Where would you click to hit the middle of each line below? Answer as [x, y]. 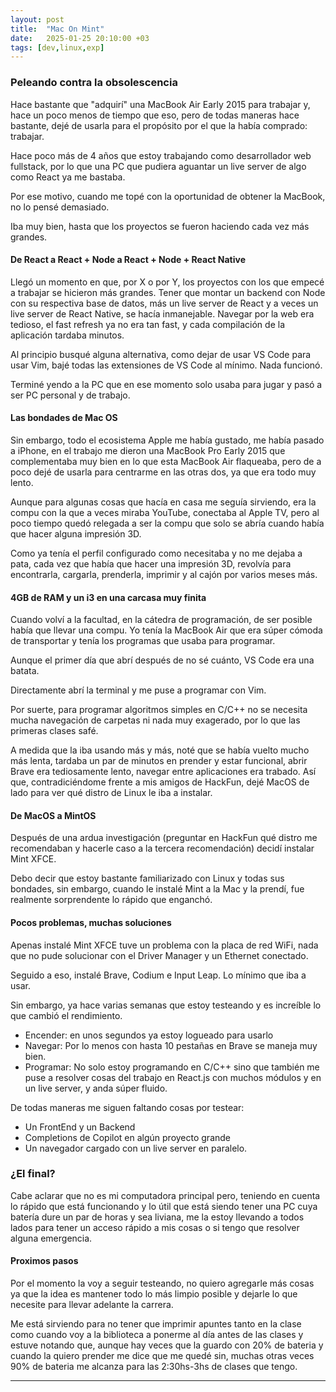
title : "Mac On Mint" [57, 29]
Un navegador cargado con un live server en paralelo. [136, 1148]
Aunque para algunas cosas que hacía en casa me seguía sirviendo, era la [163, 502]
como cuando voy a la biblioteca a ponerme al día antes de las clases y [157, 1335]
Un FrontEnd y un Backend [80, 1127]
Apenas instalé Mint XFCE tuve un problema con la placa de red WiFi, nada [164, 945]
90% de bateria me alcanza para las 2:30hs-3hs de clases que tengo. [154, 1367]
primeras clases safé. [54, 731]
